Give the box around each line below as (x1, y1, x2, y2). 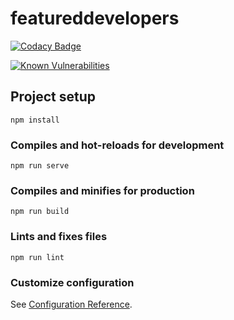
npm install (10, 115, 60, 125)
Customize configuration (10, 275, 135, 289)
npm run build (10, 207, 70, 217)
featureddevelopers (10, 7, 180, 30)
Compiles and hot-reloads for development (10, 138, 225, 152)
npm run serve (10, 161, 70, 171)
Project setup (10, 88, 97, 106)
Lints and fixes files (10, 230, 108, 244)
